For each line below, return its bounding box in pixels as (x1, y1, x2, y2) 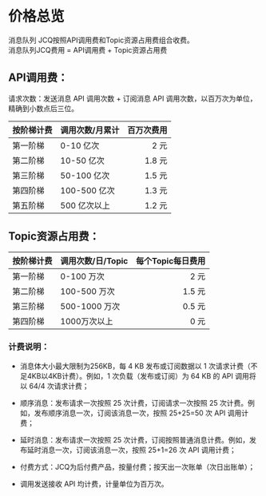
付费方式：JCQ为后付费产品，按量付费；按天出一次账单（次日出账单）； (19, 462, 256, 471)
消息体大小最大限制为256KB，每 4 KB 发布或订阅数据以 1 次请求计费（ (19, 361, 251, 371)
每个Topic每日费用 (135, 255, 206, 266)
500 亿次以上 (60, 200, 110, 211)
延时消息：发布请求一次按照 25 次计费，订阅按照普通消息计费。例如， (19, 434, 250, 444)
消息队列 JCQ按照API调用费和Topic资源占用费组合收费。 (8, 35, 194, 45)
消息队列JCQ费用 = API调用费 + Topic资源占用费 (8, 45, 168, 54)
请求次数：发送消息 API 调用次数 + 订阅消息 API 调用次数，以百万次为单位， (8, 93, 257, 103)
